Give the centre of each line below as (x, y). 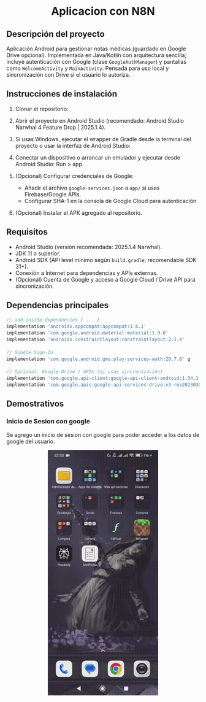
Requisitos (27, 232)
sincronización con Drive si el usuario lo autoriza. (68, 75)
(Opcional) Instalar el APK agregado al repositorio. (78, 212)
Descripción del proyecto (56, 34)
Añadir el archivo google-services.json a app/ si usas (92, 188)
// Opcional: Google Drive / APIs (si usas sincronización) (85, 372)
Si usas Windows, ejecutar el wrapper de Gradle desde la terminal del (103, 139)
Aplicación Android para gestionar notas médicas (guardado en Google (96, 48)
